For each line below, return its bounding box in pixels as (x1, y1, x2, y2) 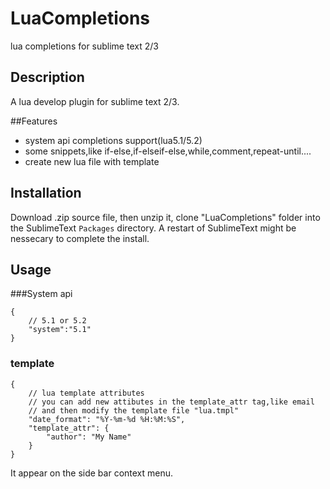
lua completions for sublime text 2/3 (10, 40, 159, 52)
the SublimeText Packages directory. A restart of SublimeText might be (10, 222, 297, 234)
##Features (10, 115, 58, 127)
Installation (10, 185, 82, 202)
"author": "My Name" (46, 432, 132, 442)
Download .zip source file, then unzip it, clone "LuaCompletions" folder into (10, 211, 321, 223)
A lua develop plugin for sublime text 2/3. (10, 95, 180, 107)
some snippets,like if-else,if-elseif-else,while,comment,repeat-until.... (24, 145, 312, 157)
